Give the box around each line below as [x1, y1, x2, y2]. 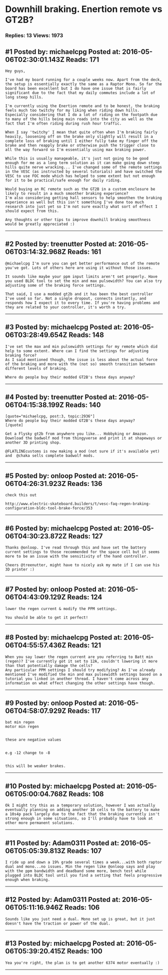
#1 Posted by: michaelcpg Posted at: [5, 47, 121, 56]
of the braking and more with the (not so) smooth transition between [5, 361, 155, 366]
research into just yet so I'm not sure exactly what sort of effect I [5, 204, 157, 209]
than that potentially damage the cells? [5, 663, 93, 668]
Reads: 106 [64, 903, 100, 912]
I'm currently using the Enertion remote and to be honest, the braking [5, 103, 160, 108]
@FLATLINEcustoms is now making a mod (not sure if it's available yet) [5, 449, 160, 454]
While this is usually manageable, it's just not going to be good [5, 156, 149, 161]
